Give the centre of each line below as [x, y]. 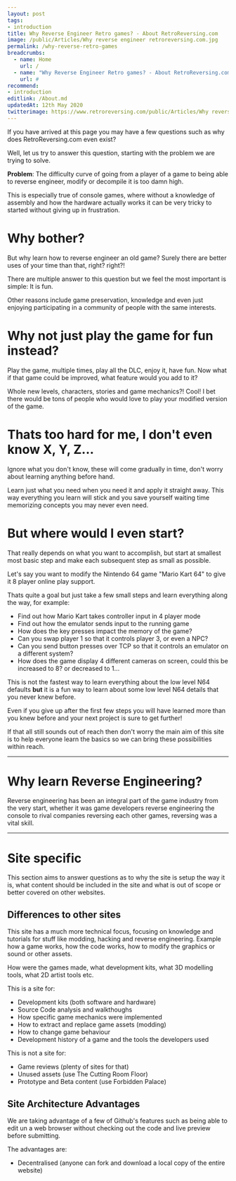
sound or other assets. [40, 954]
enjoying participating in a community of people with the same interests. [112, 307]
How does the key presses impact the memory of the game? [105, 631]
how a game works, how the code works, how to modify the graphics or [111, 946]
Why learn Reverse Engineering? [105, 781]
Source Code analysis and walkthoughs [75, 1010]
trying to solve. [29, 160]
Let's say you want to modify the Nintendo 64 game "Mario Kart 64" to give [117, 574]
